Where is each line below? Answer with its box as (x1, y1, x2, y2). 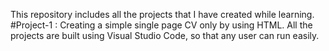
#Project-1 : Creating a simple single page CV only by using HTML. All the (10, 19, 313, 31)
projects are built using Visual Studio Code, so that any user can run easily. (10, 30, 320, 41)
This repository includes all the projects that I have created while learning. (10, 9, 315, 20)
